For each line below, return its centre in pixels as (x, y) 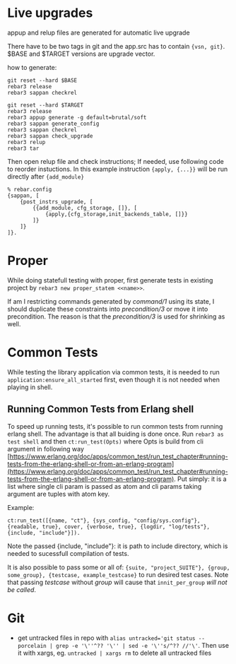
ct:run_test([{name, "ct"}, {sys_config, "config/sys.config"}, (104, 521)
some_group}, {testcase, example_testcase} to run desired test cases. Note (118, 574)
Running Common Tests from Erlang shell (101, 409)
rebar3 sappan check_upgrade (50, 136)
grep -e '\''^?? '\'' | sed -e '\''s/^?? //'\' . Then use (142, 645)
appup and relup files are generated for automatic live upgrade (99, 32)
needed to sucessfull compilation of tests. (68, 553)
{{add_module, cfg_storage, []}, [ (85, 208)
